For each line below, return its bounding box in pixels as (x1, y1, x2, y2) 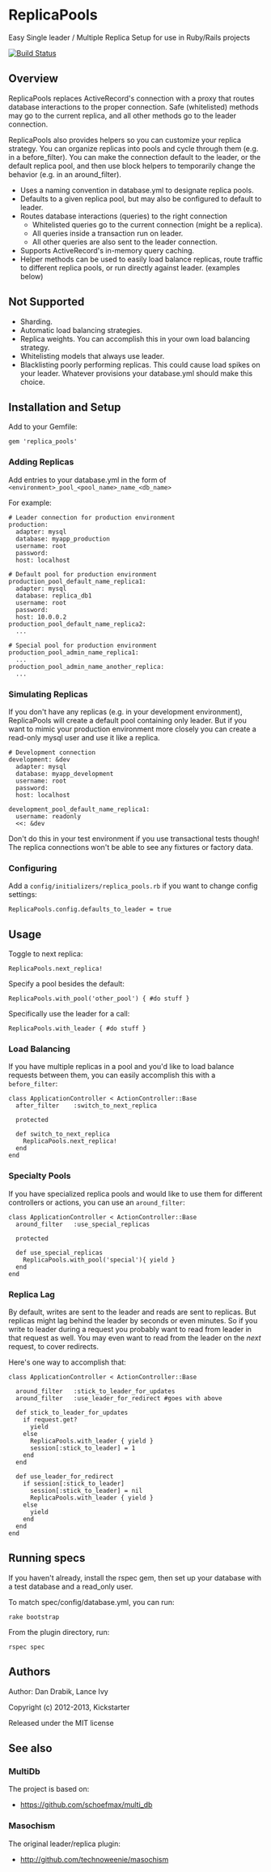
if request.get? (23, 1415, 78, 1424)
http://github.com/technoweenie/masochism (19, 1854, 169, 1864)
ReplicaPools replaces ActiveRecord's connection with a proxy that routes (8, 93, 255, 103)
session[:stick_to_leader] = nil (29, 1486, 143, 1495)
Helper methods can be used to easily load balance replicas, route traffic (19, 254, 264, 264)
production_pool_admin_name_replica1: (8, 648, 139, 657)
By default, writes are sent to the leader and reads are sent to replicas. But (8, 1307, 256, 1317)
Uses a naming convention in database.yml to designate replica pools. (19, 185, 254, 195)
